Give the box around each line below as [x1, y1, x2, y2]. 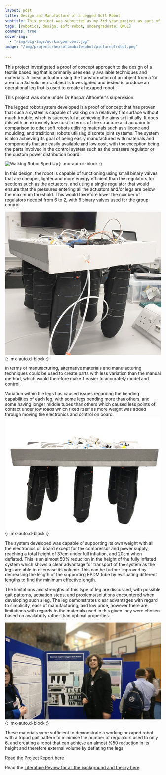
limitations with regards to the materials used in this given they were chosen [5, 608, 160, 613]
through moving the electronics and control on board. [5, 411, 114, 417]
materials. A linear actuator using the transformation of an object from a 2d [5, 74, 158, 80]
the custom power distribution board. [5, 151, 81, 157]
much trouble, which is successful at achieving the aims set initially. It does [5, 114, 158, 121]
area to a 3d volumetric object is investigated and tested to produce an [5, 80, 149, 85]
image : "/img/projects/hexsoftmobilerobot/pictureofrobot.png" [5, 44, 138, 49]
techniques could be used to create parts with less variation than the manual [5, 370, 161, 376]
